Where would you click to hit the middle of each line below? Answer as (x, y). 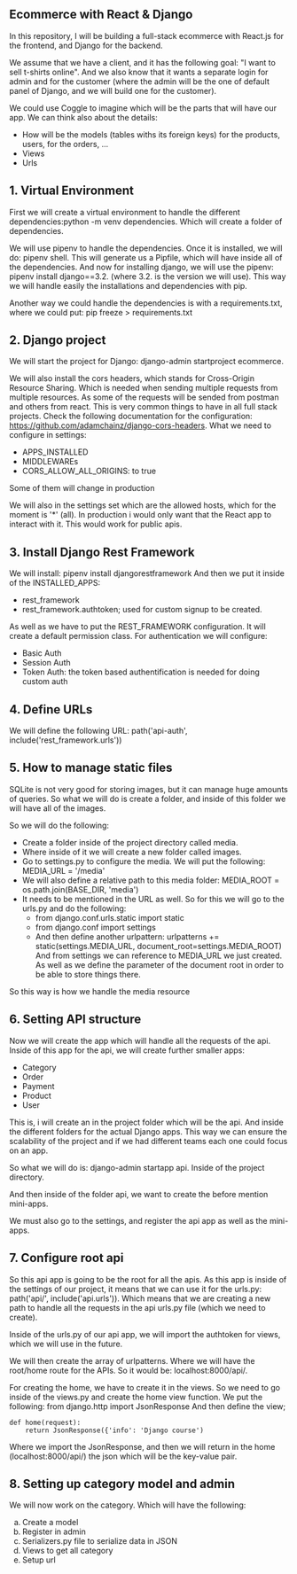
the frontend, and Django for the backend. (86, 45)
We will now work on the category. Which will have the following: (128, 1505)
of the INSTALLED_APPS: (55, 583)
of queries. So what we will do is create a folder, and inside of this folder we (148, 799)
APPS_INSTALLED (55, 452)
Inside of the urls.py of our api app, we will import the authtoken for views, (145, 1334)
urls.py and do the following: (74, 908)
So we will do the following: (59, 825)
